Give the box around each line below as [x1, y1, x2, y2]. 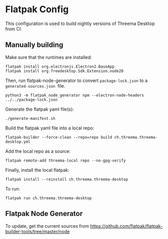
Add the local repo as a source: [5, 148, 71, 154]
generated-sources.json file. [5, 83, 65, 89]
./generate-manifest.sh [5, 116, 56, 121]
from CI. [5, 25, 22, 32]
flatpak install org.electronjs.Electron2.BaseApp [5, 64, 115, 69]
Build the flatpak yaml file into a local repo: [5, 125, 94, 131]
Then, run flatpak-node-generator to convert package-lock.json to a [5, 77, 148, 84]
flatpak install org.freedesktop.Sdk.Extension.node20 [5, 68, 124, 73]
